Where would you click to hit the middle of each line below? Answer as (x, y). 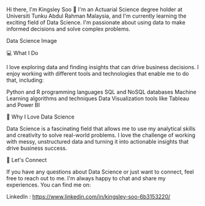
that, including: (25, 80)
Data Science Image (32, 41)
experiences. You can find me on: (49, 185)
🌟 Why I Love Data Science (40, 117)
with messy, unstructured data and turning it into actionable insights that (98, 142)
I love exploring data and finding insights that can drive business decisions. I (102, 67)
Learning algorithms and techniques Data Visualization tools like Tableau (98, 98)
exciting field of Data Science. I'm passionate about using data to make (96, 22)
